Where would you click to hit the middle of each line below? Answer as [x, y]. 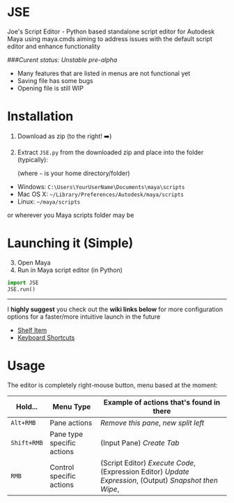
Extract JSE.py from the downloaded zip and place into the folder [110, 152]
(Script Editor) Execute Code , [148, 463]
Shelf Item [32, 330]
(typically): [33, 159]
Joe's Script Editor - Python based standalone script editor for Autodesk [111, 31]
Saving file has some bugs [55, 80]
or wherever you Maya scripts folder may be [71, 215]
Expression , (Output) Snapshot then [159, 480]
